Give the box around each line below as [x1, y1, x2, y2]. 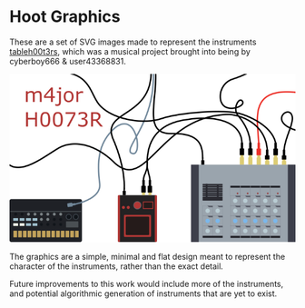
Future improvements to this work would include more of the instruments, [9, 278, 284, 289]
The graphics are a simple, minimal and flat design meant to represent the [9, 251, 286, 262]
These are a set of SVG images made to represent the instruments [9, 36, 257, 47]
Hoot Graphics [9, 6, 121, 27]
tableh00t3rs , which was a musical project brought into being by [9, 45, 251, 56]
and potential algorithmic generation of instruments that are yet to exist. [9, 288, 278, 299]
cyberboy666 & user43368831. [9, 55, 127, 66]
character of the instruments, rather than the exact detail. [9, 261, 224, 272]
